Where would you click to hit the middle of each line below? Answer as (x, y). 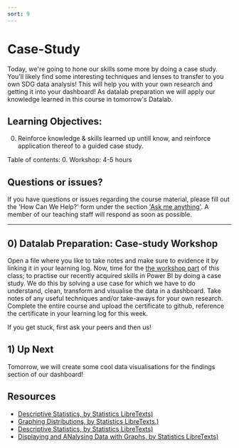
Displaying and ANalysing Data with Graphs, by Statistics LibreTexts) (118, 436)
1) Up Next (31, 350)
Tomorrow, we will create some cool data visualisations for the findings (111, 366)
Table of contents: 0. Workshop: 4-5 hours (70, 160)
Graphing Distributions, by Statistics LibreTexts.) (88, 421)
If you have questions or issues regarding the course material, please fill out (118, 199)
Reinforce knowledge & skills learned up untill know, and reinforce (114, 139)
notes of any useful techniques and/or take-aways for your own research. (116, 298)
